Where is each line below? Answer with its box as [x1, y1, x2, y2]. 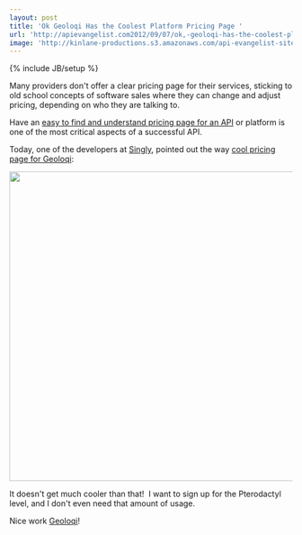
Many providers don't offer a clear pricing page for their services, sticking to [9, 80, 293, 91]
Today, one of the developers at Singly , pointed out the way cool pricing [9, 144, 276, 155]
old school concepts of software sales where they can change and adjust [9, 90, 281, 101]
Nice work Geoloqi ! [9, 515, 81, 527]
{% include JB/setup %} [9, 63, 99, 74]
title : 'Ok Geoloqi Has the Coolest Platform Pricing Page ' [9, 22, 244, 31]
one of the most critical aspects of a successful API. [9, 127, 202, 138]
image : [9, 38, 34, 48]
